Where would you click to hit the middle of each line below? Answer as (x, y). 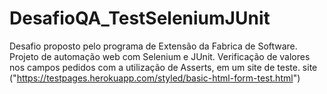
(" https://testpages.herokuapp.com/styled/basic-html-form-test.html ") (155, 78)
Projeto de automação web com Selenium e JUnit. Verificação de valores (160, 56)
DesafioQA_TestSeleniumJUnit (140, 18)
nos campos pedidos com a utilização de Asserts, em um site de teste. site (163, 67)
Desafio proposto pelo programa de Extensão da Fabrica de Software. (153, 46)
